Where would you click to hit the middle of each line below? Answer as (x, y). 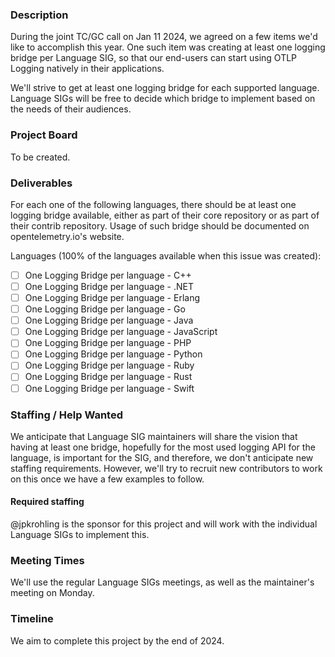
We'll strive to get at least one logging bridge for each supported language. (165, 88)
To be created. (40, 157)
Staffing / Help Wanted (67, 415)
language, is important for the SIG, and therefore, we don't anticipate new (162, 457)
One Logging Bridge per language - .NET (109, 286)
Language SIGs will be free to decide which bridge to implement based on (163, 99)
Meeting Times (47, 560)
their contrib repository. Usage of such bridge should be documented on (160, 225)
